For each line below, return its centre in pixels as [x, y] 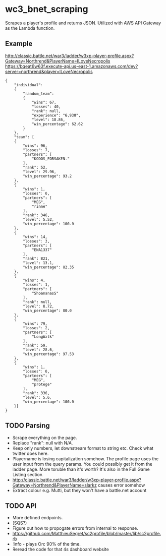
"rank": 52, [35, 167]
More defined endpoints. [37, 518]
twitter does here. [30, 453]
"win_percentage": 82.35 [49, 267]
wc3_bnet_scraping [47, 9]
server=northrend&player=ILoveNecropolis [49, 71]
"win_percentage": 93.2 [47, 176]
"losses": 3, [36, 241]
